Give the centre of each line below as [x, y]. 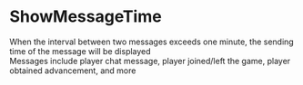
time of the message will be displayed [81, 51]
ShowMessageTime [86, 17]
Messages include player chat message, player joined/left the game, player [150, 61]
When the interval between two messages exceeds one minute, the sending [151, 42]
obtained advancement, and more [73, 71]
